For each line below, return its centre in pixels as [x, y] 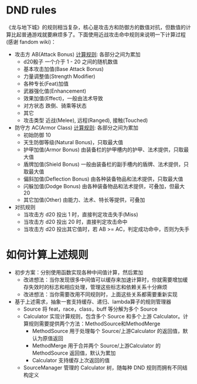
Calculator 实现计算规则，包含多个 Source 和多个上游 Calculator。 [103, 316]
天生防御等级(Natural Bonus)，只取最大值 [73, 142]
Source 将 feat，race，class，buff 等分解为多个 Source [90, 309]
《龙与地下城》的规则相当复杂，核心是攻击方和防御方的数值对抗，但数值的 [96, 27]
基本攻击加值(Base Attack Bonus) [63, 69]
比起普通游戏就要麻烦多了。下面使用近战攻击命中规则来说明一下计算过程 [98, 34]
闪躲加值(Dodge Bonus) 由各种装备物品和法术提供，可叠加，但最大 [104, 186]
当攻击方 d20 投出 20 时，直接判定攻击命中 [75, 222]
